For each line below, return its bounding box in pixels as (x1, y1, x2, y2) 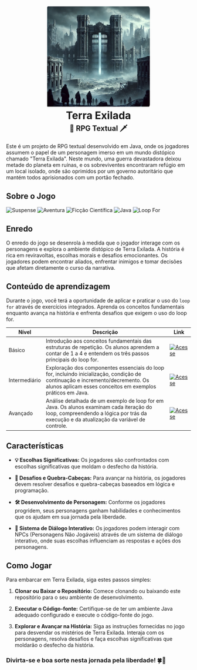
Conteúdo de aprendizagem (6, 282, 110, 292)
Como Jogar (6, 561, 52, 571)
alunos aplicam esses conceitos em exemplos (46, 383, 157, 390)
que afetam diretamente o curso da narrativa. (6, 264, 116, 272)
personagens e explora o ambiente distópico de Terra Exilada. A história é (6, 246, 185, 253)
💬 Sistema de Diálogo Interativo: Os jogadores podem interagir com (14, 525, 180, 532)
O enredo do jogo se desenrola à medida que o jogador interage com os (6, 239, 181, 246)
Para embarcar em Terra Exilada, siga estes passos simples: (6, 576, 151, 584)
